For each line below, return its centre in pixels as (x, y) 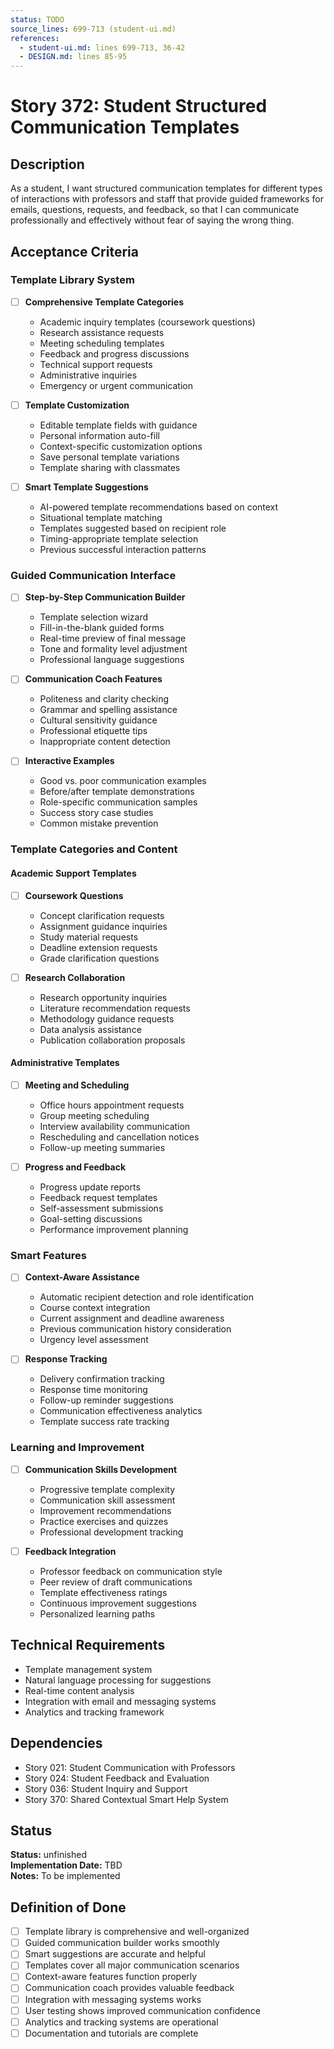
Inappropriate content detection (105, 742)
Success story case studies (96, 813)
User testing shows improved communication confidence (142, 2010)
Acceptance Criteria (74, 251)
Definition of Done (68, 1907)
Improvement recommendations (105, 1510)
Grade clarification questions (99, 958)
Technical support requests (96, 364)
